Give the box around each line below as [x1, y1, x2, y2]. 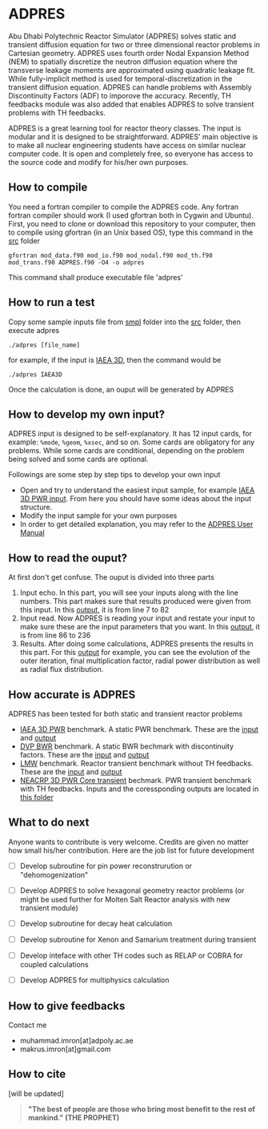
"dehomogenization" [19, 870, 89, 879]
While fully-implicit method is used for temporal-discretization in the [8, 74, 233, 83]
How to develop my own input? [8, 408, 166, 421]
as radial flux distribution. [19, 665, 104, 674]
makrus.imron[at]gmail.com [19, 1044, 111, 1054]
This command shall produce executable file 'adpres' [8, 272, 184, 282]
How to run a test [8, 295, 95, 309]
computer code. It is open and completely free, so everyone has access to [8, 149, 254, 159]
